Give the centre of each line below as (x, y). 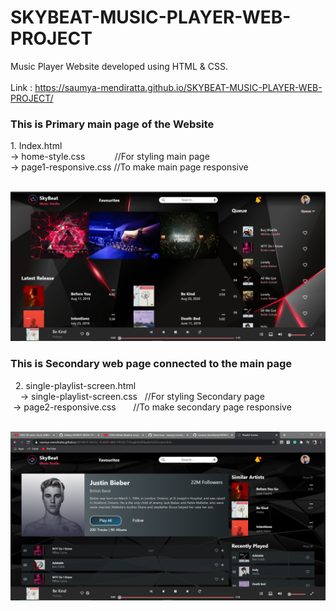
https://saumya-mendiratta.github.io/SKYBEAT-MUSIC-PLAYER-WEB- (178, 87)
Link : (21, 87)
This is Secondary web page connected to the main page (151, 364)
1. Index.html (36, 146)
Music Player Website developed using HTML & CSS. (119, 66)
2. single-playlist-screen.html (75, 385)
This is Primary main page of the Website (112, 124)
